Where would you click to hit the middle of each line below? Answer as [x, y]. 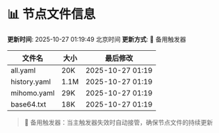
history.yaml [31, 81]
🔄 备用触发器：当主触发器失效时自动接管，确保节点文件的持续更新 [119, 122]
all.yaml [23, 70]
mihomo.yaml [33, 93]
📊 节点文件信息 [51, 14]
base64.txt [29, 104]
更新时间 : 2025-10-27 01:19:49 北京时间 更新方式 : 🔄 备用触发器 [97, 39]
